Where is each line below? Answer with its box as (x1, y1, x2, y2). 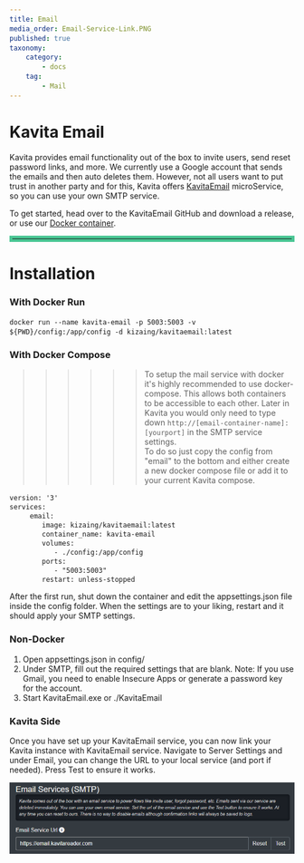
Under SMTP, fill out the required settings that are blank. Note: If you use (22, 663, 294, 674)
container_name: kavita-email (42, 530, 156, 539)
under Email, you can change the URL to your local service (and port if (9, 755, 271, 766)
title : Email (9, 15, 59, 24)
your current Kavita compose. (144, 475, 255, 486)
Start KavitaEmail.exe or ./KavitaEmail (22, 692, 163, 703)
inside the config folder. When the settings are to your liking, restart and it (9, 601, 284, 612)
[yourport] (144, 429, 185, 438)
